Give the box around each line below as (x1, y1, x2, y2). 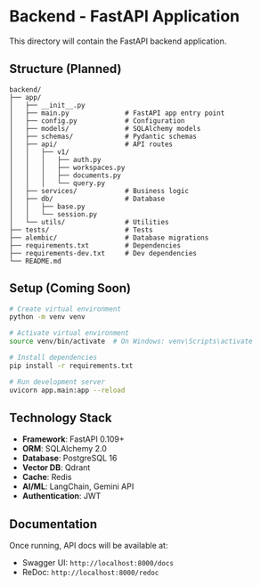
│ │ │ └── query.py (9, 178, 105, 188)
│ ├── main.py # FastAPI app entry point (9, 109, 225, 118)
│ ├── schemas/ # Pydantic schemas (9, 132, 198, 141)
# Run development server (9, 377, 105, 387)
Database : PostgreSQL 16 (21, 452, 118, 464)
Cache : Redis (21, 472, 72, 483)
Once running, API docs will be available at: (9, 541, 168, 551)
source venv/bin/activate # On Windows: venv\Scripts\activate (9, 337, 253, 346)
